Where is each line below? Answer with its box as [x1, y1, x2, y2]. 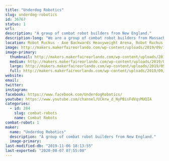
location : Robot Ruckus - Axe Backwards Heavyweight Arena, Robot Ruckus [5, 40, 163, 45]
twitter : [5, 82, 24, 87]
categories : [5, 101, 30, 106]
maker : [5, 125, 19, 130]
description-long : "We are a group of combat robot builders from [5, 36, 147, 41]
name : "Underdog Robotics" [10, 129, 66, 134]
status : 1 [5, 21, 26, 27]
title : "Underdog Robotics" [5, 7, 64, 13]
